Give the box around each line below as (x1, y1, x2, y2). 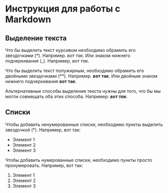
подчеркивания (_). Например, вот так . (5, 58, 90, 63)
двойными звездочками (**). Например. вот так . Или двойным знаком (5, 73, 157, 79)
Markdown (5, 14, 51, 25)
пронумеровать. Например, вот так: (5, 162, 83, 168)
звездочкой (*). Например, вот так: (5, 126, 81, 133)
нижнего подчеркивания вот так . (5, 79, 77, 84)
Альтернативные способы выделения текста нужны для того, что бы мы (5, 88, 161, 94)
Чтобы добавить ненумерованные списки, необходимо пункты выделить (5, 121, 163, 127)
